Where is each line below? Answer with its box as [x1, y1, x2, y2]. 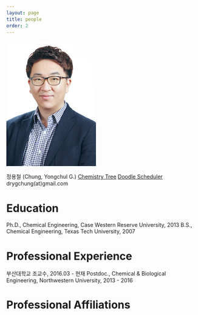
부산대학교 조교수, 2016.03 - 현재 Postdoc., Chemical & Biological [6, 270, 166, 277]
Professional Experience [6, 249, 132, 263]
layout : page [6, 10, 39, 16]
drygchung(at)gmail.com [6, 180, 69, 187]
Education [6, 201, 59, 215]
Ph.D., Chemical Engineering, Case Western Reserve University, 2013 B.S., [6, 221, 193, 229]
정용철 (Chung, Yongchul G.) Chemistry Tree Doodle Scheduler [6, 173, 163, 181]
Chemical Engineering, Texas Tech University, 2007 [6, 228, 135, 235]
